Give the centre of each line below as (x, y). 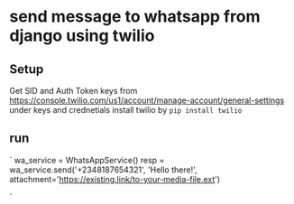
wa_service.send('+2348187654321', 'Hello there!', (103, 170)
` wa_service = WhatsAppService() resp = (87, 160)
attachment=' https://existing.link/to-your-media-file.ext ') (115, 179)
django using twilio (82, 36)
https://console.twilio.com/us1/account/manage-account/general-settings (147, 100)
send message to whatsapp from (135, 17)
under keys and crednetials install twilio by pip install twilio (126, 110)
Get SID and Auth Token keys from (73, 91)
